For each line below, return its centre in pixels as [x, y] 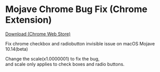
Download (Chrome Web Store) [38, 34]
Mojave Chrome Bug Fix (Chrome [76, 9]
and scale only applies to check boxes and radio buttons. [65, 64]
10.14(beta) [17, 49]
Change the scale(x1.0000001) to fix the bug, [53, 58]
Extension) [29, 20]
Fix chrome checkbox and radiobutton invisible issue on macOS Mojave [80, 43]
